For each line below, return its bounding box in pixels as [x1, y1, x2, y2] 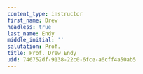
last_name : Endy [7, 30, 55, 37]
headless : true [7, 23, 52, 30]
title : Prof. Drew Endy [7, 50, 77, 57]
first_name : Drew [7, 17, 58, 24]
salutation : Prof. [7, 43, 61, 50]
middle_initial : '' [7, 37, 64, 44]
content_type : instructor [7, 10, 83, 18]
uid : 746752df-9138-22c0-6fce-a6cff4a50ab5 [7, 56, 137, 63]
